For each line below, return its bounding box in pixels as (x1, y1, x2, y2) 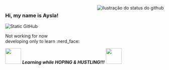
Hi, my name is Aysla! (5, 12, 59, 19)
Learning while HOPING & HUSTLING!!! (22, 59, 105, 65)
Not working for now (5, 33, 48, 39)
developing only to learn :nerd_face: (5, 38, 80, 44)
